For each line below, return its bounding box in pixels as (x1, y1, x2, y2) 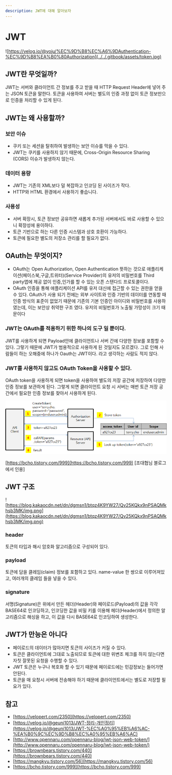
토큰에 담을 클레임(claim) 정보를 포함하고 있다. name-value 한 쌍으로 (5, 569, 143, 575)
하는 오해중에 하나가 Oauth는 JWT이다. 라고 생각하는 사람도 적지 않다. (18, 350, 159, 356)
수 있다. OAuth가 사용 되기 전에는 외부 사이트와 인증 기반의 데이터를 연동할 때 (12, 292, 166, 298)
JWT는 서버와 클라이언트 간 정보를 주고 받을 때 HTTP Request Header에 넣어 (5, 84, 161, 90)
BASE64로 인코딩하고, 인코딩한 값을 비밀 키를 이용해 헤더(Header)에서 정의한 (5, 607, 160, 613)
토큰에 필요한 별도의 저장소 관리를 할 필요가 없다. (12, 235, 110, 241)
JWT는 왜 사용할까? (5, 114, 65, 122)
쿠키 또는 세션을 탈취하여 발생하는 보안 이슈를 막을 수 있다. (12, 143, 129, 149)
